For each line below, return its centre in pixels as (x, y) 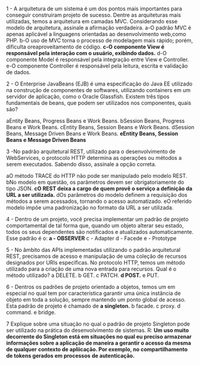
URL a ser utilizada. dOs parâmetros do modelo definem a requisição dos (97, 195)
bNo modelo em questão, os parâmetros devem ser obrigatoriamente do (95, 182)
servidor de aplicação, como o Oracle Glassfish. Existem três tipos (88, 96)
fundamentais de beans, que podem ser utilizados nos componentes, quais (99, 103)
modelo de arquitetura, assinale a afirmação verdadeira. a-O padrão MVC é (99, 28)
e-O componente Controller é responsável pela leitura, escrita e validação (97, 66)
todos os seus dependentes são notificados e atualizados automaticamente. (100, 232)
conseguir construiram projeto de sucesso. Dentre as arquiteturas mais (93, 15)
